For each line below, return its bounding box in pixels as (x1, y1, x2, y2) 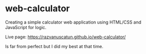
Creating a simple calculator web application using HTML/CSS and (5, 19, 142, 25)
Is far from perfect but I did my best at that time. (5, 43, 103, 49)
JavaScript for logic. (5, 24, 47, 30)
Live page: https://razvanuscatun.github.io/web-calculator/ (5, 34, 126, 40)
